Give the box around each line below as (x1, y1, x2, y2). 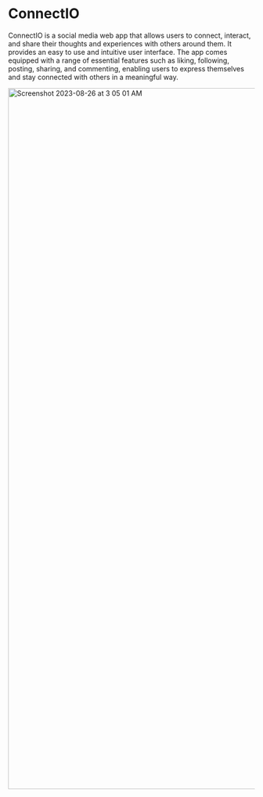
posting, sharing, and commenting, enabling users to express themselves (8, 64, 245, 73)
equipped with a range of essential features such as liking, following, (8, 56, 229, 65)
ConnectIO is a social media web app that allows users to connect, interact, (8, 31, 251, 40)
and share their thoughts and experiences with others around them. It (8, 38, 232, 48)
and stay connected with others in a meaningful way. (8, 72, 178, 82)
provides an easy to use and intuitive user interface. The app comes (8, 47, 228, 56)
